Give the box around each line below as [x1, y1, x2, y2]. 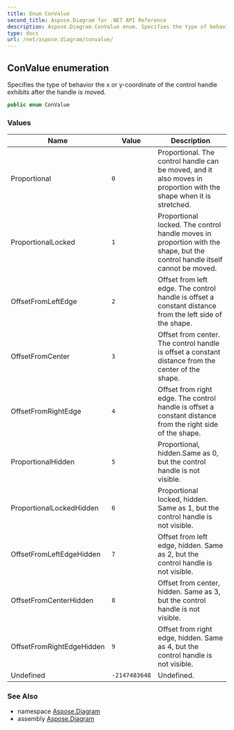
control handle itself [157, 255, 223, 265]
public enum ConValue [7, 101, 70, 108]
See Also [7, 692, 38, 701]
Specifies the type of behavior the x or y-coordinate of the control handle [7, 80, 217, 89]
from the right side [157, 420, 219, 429]
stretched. [157, 200, 192, 210]
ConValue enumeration [7, 62, 109, 74]
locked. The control [157, 220, 221, 230]
